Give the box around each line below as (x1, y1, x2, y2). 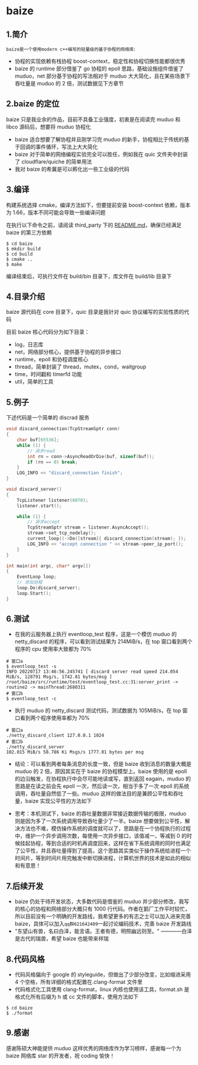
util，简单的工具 (14, 378, 54, 385)
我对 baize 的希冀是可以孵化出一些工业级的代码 (14, 165, 130, 173)
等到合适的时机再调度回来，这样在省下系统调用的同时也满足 (46, 840, 191, 847)
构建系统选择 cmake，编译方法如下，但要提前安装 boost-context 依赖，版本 (6, 201, 191, 208)
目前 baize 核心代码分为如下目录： (6, 328, 90, 336)
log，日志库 (14, 341, 44, 348)
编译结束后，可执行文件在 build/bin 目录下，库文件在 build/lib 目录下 (6, 272, 172, 279)
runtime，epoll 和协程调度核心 (14, 356, 89, 363)
